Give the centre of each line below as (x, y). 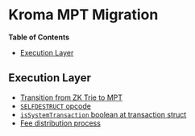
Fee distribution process (60, 123)
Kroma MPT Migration (83, 15)
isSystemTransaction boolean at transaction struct (103, 114)
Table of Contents (39, 37)
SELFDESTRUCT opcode (55, 105)
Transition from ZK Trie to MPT (71, 97)
